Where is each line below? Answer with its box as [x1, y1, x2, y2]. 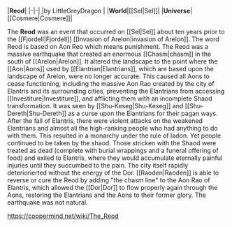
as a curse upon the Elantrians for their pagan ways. [67, 109, 218, 117]
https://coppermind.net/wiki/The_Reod [7, 212, 119, 220]
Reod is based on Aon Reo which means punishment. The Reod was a [7, 43, 208, 50]
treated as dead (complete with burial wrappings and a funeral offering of [7, 147, 219, 154]
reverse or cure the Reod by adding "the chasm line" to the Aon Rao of [7, 176, 210, 184]
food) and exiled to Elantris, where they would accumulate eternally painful [7, 154, 223, 162]
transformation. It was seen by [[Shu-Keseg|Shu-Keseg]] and [7, 102, 184, 110]
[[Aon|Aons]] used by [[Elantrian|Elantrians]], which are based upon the [7, 65, 215, 73]
